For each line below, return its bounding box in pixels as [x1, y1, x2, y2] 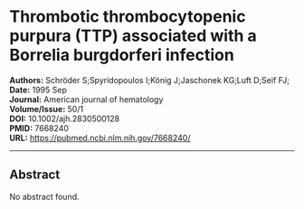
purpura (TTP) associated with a [9, 25, 258, 46]
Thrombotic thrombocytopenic [9, 6, 246, 27]
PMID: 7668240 [9, 122, 70, 133]
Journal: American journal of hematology [9, 93, 164, 105]
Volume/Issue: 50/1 [9, 103, 84, 114]
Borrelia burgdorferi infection [9, 45, 235, 65]
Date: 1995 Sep [9, 84, 68, 95]
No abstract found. [9, 191, 80, 202]
